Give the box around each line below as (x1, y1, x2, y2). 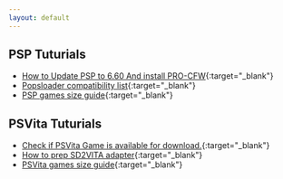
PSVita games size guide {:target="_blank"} (21, 159, 183, 170)
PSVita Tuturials (8, 116, 102, 131)
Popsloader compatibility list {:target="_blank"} (21, 80, 196, 91)
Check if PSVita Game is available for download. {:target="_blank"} (21, 140, 270, 151)
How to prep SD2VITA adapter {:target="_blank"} (21, 150, 203, 161)
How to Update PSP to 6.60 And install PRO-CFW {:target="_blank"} (21, 71, 274, 81)
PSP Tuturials (8, 47, 87, 62)
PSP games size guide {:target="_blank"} (21, 89, 173, 100)
